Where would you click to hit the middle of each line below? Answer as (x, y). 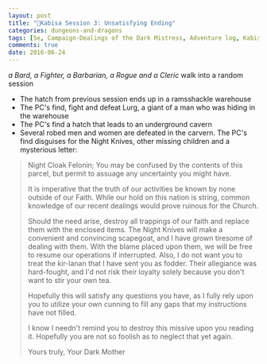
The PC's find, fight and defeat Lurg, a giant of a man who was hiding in (137, 107)
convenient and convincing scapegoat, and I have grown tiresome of (140, 238)
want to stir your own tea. (70, 280)
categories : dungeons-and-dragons (66, 30)
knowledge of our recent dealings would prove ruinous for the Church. (143, 206)
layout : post (30, 15)
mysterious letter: (48, 149)
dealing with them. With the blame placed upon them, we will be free (140, 246)
